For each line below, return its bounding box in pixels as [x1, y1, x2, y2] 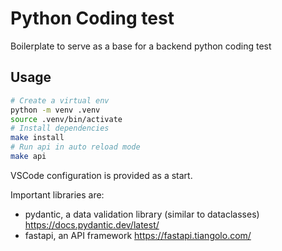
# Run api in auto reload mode [10, 142, 141, 152]
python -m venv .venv [10, 105, 101, 115]
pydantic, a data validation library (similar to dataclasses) [24, 208, 260, 220]
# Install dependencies [10, 123, 110, 134]
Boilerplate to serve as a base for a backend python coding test [10, 40, 272, 52]
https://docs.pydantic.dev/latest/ [24, 218, 160, 231]
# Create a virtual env [10, 95, 110, 106]
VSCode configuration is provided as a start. [10, 169, 193, 181]
